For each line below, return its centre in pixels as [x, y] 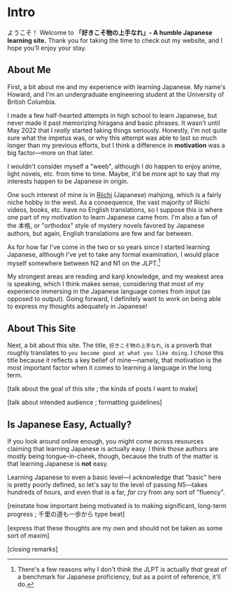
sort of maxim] [28, 536]
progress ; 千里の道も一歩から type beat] [66, 514]
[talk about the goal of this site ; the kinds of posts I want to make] [102, 389]
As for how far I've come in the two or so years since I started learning [109, 247]
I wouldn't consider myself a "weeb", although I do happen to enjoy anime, [115, 166]
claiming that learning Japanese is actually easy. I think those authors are [113, 449]
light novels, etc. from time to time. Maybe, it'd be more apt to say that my [114, 173]
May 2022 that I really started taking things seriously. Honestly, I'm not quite [117, 130]
